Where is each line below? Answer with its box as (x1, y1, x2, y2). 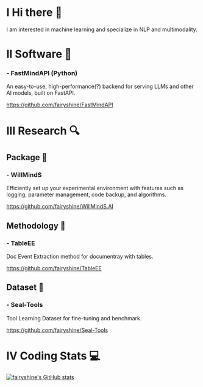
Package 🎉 (6, 152, 48, 163)
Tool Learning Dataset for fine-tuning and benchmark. (6, 314, 142, 322)
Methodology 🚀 (6, 220, 66, 231)
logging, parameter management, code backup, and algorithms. (6, 191, 166, 198)
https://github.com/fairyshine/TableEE (6, 264, 102, 271)
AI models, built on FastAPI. (6, 89, 76, 97)
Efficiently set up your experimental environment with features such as (6, 185, 184, 192)
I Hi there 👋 (6, 6, 63, 20)
